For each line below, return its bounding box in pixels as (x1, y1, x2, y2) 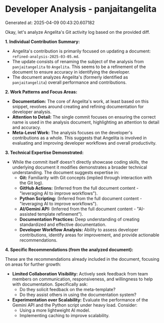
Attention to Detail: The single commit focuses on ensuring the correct (12, 114, 156, 120)
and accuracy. (12, 124, 41, 130)
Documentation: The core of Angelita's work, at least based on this (12, 98, 149, 104)
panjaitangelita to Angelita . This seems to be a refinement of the (12, 64, 146, 70)
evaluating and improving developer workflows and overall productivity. (12, 140, 157, 146)
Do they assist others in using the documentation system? (19, 292, 137, 298)
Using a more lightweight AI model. (19, 307, 91, 313)
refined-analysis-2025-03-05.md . (12, 53, 80, 59)
